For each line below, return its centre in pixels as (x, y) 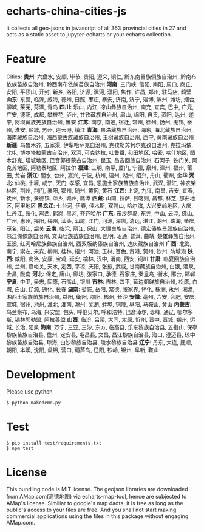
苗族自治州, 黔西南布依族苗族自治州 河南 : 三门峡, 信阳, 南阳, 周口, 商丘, (104, 84)
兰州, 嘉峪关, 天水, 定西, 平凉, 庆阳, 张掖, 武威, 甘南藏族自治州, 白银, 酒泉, (105, 266)
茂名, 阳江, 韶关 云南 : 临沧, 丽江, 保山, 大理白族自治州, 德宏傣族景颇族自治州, (101, 228)
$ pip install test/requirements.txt (54, 443)
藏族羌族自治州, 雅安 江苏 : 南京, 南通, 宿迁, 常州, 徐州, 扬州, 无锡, (105, 122)
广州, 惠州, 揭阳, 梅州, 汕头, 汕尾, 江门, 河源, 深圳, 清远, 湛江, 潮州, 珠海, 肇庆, (101, 220)
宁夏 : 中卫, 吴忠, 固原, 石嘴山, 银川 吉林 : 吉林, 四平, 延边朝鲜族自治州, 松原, (99, 281)
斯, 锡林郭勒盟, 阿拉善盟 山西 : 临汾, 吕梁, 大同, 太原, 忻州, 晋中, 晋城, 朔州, (97, 319)
